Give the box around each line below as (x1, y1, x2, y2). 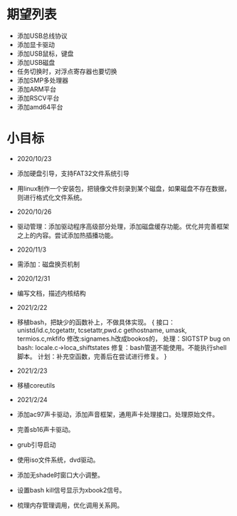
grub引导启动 (16, 440, 56, 449)
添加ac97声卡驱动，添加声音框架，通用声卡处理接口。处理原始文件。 (16, 410, 218, 418)
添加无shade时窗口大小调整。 (16, 470, 105, 479)
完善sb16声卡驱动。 (16, 425, 75, 433)
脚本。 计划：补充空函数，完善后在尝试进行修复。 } (16, 352, 167, 361)
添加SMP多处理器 (16, 76, 69, 84)
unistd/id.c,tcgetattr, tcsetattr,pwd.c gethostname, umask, (16, 326, 187, 334)
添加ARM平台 (16, 85, 57, 93)
